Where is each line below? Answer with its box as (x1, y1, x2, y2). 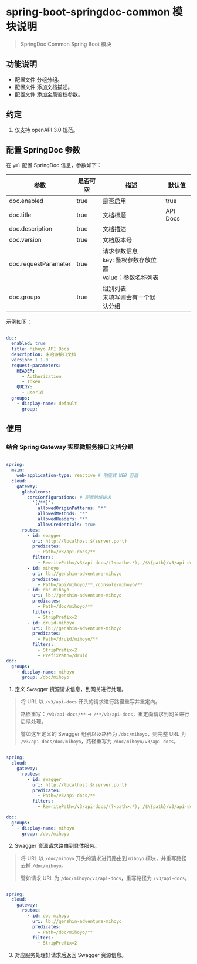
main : (11, 467, 25, 473)
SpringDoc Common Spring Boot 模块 (20, 40, 111, 48)
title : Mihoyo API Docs (11, 346, 69, 352)
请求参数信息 (102, 247, 138, 255)
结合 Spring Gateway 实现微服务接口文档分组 (6, 442, 134, 451)
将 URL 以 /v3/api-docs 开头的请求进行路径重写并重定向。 (20, 698, 161, 705)
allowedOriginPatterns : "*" (37, 505, 107, 511)
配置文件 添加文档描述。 (14, 83, 73, 90)
